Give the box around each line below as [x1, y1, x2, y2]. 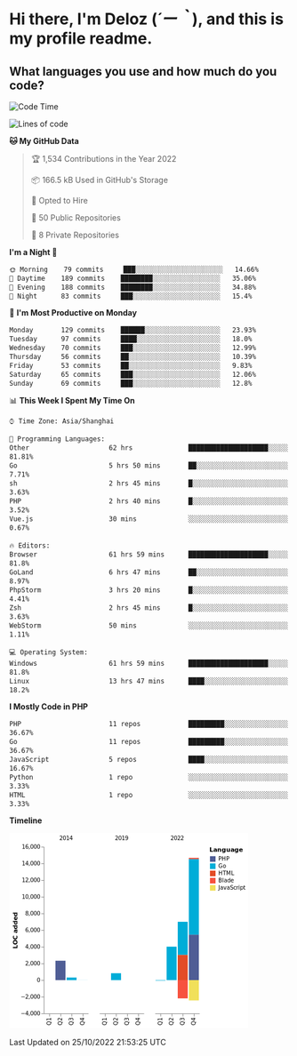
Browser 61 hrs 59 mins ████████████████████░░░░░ [9, 550, 289, 559]
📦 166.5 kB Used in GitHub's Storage [30, 175, 169, 185]
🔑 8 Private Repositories [30, 229, 120, 240]
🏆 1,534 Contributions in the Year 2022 [30, 154, 177, 164]
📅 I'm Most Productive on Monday [9, 308, 138, 317]
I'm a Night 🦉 [9, 247, 58, 257]
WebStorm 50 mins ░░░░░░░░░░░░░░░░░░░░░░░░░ [9, 621, 289, 630]
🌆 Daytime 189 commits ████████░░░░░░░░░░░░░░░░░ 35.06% [9, 274, 256, 283]
